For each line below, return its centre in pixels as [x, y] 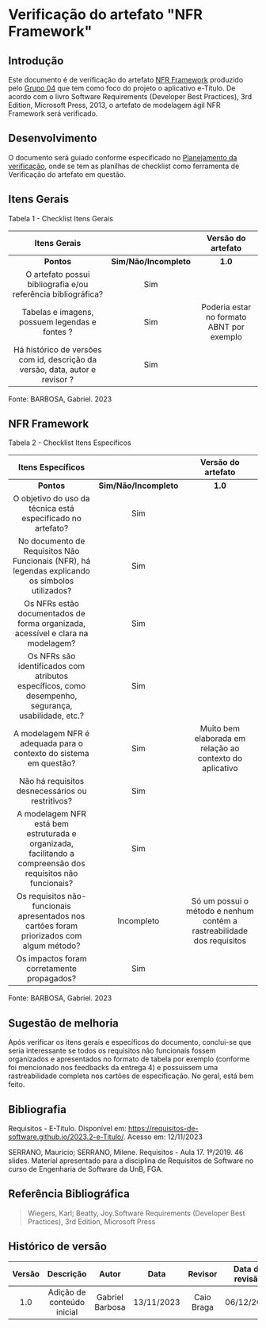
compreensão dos [51, 864]
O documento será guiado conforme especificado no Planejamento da [123, 157]
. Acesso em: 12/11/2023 [163, 1137]
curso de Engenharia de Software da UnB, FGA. [86, 1169]
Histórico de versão [57, 1247]
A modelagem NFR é [51, 734]
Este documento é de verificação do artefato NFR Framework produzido [126, 80]
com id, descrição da [58, 359]
